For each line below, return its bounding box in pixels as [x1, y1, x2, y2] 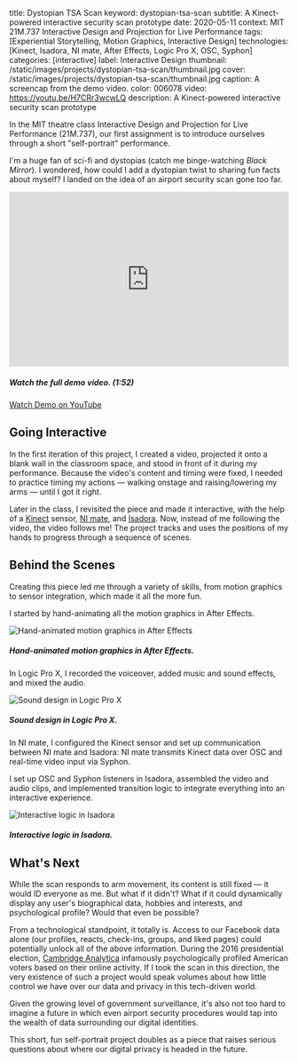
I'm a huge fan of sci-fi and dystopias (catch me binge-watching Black [9, 155, 268, 165]
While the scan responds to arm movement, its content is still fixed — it [9, 878, 269, 889]
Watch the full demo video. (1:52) [9, 377, 135, 387]
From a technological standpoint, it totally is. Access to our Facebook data [9, 924, 280, 935]
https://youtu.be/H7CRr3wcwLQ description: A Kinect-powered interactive [9, 92, 281, 103]
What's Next [9, 855, 80, 870]
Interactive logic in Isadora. [9, 829, 114, 840]
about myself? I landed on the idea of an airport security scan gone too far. [9, 174, 283, 185]
